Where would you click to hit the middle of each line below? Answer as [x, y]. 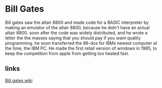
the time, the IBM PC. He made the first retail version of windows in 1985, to [81, 48]
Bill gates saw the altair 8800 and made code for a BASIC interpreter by [77, 22]
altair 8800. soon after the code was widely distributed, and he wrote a [76, 33]
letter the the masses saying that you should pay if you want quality [73, 38]
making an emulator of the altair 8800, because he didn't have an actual [77, 27]
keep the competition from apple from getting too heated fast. [67, 53]
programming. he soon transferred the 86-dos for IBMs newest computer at [81, 43]
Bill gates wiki [19, 80]
